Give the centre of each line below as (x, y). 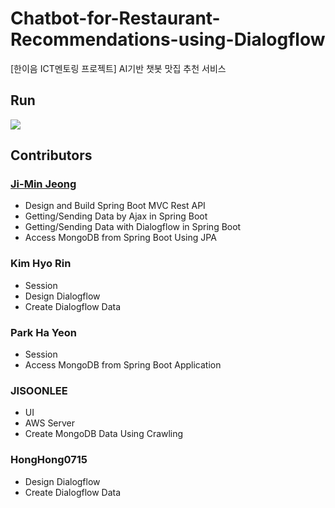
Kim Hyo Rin (41, 264)
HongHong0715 (49, 460)
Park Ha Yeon (43, 332)
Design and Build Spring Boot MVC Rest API (115, 206)
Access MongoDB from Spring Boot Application (123, 365)
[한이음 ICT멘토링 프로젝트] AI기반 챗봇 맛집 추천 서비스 (118, 68)
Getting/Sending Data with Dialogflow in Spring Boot (133, 227)
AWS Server (50, 423)
